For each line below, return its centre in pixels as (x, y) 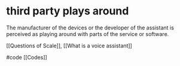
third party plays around (68, 11)
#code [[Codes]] (27, 57)
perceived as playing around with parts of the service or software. (88, 34)
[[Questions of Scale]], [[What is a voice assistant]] (69, 46)
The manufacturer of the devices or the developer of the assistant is (90, 28)
